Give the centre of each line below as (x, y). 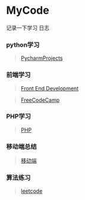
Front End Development (50, 88)
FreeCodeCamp (40, 100)
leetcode (32, 191)
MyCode (28, 10)
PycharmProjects (42, 58)
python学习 (23, 44)
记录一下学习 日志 (28, 28)
